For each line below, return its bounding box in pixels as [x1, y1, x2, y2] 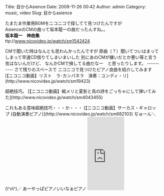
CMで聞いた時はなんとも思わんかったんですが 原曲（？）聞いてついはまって [5, 48, 159, 54]
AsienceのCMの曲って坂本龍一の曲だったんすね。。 [5, 26, 108, 32]
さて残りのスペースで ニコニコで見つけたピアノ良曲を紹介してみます [14, 67, 152, 72]
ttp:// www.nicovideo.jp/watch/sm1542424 [5, 38, 90, 44]
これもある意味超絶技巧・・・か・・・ [5, 105, 82, 111]
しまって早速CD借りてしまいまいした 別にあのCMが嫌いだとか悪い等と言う [5, 54, 157, 60]
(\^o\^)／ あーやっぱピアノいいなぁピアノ [5, 186, 87, 192]
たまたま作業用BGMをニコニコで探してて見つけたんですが [5, 21, 122, 26]
